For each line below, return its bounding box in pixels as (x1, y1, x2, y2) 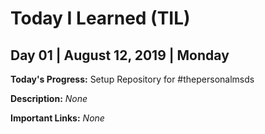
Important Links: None (10, 112, 105, 124)
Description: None (10, 93, 88, 104)
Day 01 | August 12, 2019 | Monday (10, 47, 230, 64)
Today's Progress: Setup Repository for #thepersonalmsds (10, 73, 255, 85)
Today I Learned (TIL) (10, 7, 191, 30)
